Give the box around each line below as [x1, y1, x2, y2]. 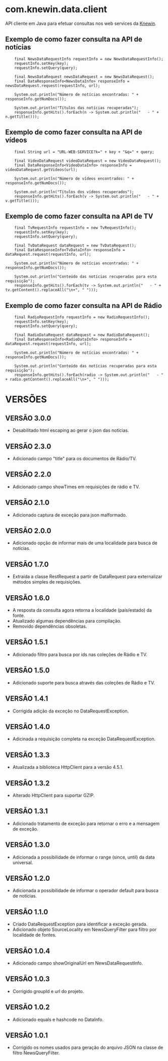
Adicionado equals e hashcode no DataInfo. [12, 1016, 104, 1022]
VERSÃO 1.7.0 [5, 560, 49, 569]
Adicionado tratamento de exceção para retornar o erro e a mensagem [12, 820, 160, 827]
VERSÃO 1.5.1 [5, 638, 48, 646]
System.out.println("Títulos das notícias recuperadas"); [14, 105, 139, 110]
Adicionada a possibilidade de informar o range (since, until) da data [12, 854, 155, 860]
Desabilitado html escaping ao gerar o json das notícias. [12, 427, 130, 433]
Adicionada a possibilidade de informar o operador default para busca [12, 887, 159, 894]
